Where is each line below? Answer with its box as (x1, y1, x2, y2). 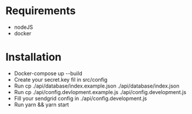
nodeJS (14, 24, 34, 31)
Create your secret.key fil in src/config (14, 76, 108, 83)
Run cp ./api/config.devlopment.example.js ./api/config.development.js (14, 88, 187, 95)
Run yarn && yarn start (14, 101, 69, 108)
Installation (5, 51, 62, 64)
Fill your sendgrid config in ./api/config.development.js (14, 95, 147, 102)
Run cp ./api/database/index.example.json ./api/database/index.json (14, 82, 180, 89)
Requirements (5, 4, 76, 18)
